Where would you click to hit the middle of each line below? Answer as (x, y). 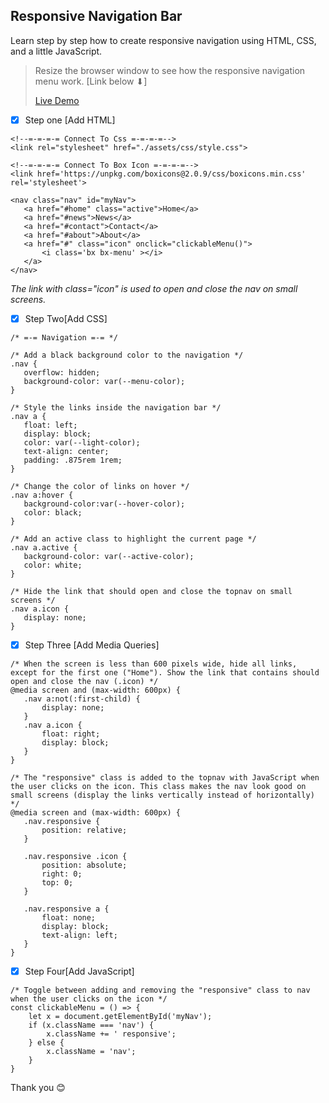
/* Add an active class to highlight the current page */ (133, 539)
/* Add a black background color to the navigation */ (127, 355)
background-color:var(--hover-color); (104, 504)
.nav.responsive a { (66, 909)
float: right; (71, 734)
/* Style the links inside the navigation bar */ (116, 407)
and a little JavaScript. (56, 51)
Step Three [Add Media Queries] (92, 645)
